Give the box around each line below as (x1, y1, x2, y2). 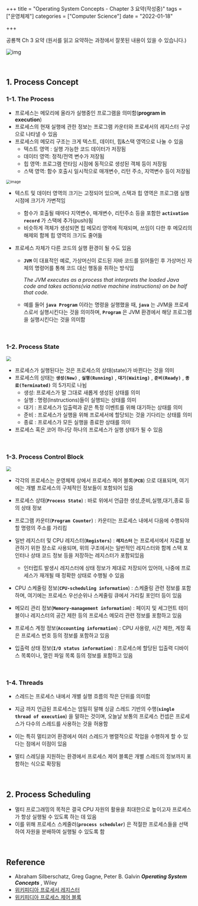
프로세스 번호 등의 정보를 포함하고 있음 (21, 632, 110, 639)
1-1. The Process (6, 95, 54, 103)
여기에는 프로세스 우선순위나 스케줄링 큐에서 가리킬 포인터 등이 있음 (27, 592, 182, 599)
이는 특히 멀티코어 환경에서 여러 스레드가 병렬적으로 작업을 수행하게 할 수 (14, 733, 182, 740)
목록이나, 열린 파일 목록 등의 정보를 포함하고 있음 (21, 652, 133, 659)
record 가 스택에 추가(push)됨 (23, 217, 93, 224)
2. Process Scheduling (6, 789, 91, 799)
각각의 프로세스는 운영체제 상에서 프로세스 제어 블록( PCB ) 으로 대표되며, (14, 477, 178, 484)
